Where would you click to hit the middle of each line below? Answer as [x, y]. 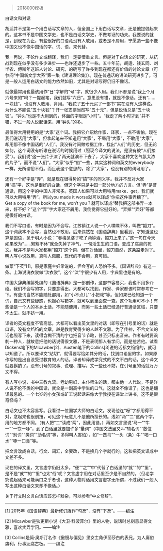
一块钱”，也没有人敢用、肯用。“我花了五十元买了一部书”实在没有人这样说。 [80, 104]
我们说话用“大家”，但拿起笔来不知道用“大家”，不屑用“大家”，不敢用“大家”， [81, 138]
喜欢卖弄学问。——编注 [37, 527]
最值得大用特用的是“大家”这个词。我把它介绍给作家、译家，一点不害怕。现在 [81, 132]
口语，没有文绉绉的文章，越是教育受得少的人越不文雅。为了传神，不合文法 [79, 329]
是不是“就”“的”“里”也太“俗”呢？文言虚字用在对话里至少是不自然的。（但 [75, 474]
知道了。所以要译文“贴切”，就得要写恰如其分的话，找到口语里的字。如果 [81, 354]
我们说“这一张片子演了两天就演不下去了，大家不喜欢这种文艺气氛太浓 [87, 157]
